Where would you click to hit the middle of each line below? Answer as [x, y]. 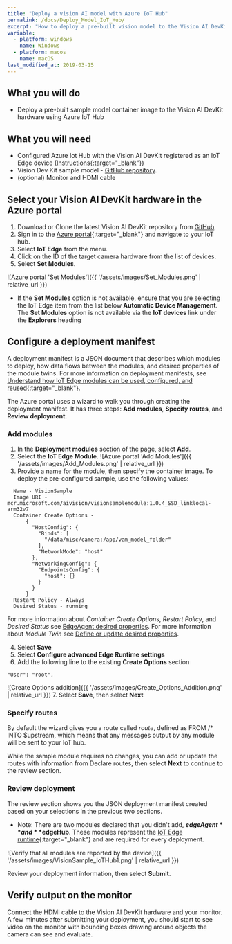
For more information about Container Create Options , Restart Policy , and [112, 619]
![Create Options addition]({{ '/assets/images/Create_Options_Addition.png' [115, 688]
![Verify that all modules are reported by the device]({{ [84, 853]
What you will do [44, 93]
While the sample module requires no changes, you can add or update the [113, 756]
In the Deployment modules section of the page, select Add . [104, 449]
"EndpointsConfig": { [69, 570]
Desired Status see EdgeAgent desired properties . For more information [109, 627]
